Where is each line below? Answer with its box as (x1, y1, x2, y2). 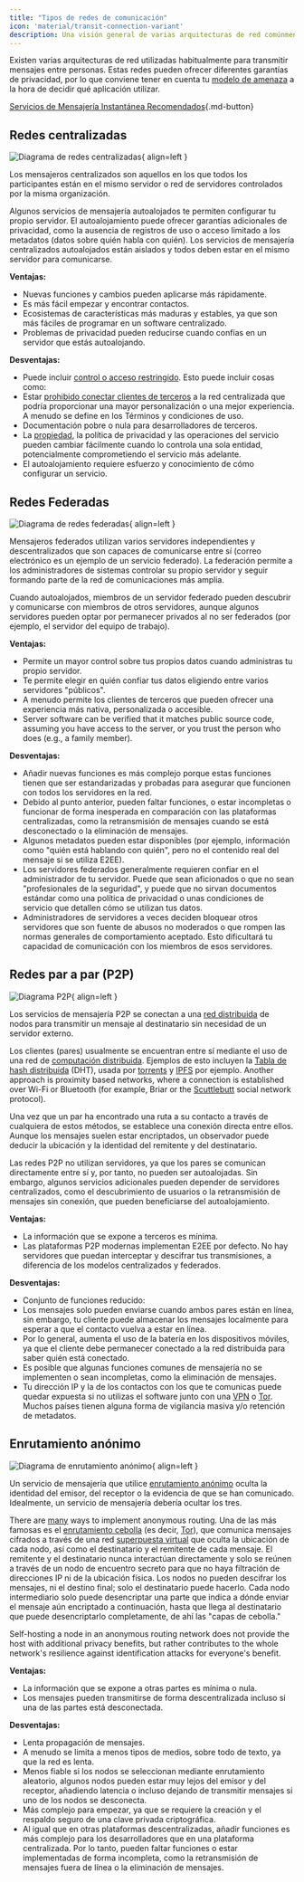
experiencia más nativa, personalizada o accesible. (22, 704, 214, 715)
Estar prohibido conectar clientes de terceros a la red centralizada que (22, 391, 286, 403)
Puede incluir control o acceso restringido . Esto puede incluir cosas (22, 372, 275, 383)
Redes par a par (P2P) (9, 967, 135, 983)
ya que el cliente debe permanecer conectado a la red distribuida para (22, 1343, 286, 1354)
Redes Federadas (9, 494, 110, 509)
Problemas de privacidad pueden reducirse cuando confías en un (22, 328, 267, 338)
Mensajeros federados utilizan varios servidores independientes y (9, 536, 256, 547)
